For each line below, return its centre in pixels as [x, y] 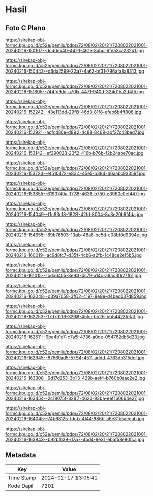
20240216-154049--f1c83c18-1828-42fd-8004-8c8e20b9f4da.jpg [74, 214]
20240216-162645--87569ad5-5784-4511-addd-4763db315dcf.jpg [75, 358]
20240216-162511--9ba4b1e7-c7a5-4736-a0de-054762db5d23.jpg [75, 337]
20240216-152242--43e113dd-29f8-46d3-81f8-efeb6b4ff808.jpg [73, 112]
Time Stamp [22, 478]
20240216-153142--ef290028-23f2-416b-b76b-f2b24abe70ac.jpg [74, 153]
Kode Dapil [21, 486]
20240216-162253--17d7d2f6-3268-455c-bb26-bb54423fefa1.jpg [74, 316]
